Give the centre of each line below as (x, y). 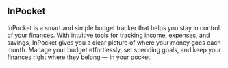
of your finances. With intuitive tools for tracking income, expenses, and (109, 35)
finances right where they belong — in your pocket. (79, 57)
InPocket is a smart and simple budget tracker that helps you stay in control (114, 27)
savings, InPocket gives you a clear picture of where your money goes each (114, 42)
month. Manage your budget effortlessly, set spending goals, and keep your (114, 49)
